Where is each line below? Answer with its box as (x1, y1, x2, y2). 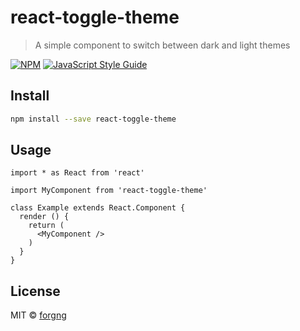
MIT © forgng (10, 309, 67, 321)
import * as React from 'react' (10, 168, 145, 178)
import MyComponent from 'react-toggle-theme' (10, 186, 208, 196)
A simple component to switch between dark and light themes (34, 39, 291, 51)
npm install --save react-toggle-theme (10, 114, 177, 124)
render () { (19, 212, 70, 222)
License (10, 282, 61, 300)
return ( (28, 221, 65, 231)
